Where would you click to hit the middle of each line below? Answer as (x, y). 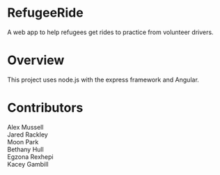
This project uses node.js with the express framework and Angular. (103, 79)
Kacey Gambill (28, 164)
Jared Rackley (28, 135)
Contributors (45, 108)
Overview (36, 60)
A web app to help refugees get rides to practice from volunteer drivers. (110, 32)
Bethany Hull (25, 149)
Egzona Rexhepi (30, 157)
